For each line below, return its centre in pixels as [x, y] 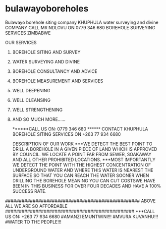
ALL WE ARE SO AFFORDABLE [36, 206]
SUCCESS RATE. [29, 191]
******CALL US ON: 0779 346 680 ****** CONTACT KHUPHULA [80, 129]
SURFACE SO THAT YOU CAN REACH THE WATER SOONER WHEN [81, 175]
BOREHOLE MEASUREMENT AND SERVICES [58, 81]
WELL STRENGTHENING [37, 110]
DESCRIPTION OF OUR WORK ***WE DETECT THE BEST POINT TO [82, 144]
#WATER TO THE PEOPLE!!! [33, 222]
